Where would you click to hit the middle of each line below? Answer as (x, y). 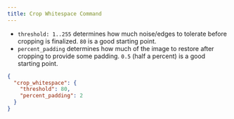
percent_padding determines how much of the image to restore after (116, 48)
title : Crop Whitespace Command (54, 14)
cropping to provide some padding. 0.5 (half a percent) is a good (111, 56)
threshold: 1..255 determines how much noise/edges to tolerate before (122, 34)
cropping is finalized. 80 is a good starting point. (87, 41)
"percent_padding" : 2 (51, 96)
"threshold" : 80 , (45, 89)
